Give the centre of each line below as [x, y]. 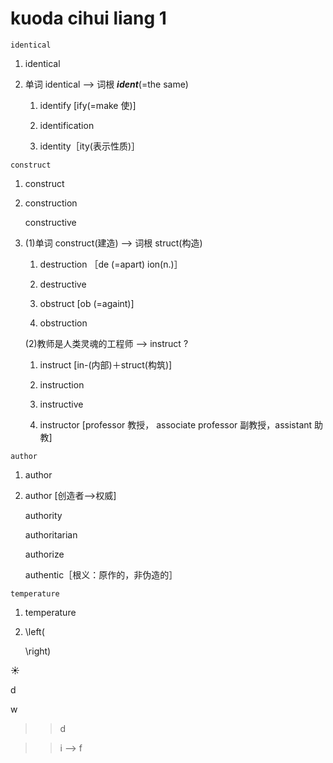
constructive [50, 222]
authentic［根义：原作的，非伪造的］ [101, 574]
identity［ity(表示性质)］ [90, 146]
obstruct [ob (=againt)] [87, 303]
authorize [44, 554]
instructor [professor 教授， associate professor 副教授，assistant [176, 424]
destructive [63, 284]
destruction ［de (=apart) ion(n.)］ [111, 264]
